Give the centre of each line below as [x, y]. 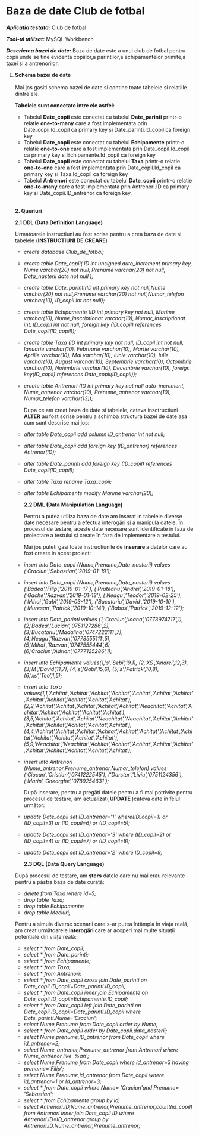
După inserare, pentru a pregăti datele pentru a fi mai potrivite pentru [108, 792]
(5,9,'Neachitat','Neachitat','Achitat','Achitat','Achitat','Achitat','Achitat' [108, 744]
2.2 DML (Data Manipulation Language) [73, 505]
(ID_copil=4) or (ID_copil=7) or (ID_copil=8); [77, 841]
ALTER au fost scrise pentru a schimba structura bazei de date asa [105, 416]
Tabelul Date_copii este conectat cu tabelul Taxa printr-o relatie [102, 161]
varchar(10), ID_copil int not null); [64, 300]
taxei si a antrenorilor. [33, 63]
